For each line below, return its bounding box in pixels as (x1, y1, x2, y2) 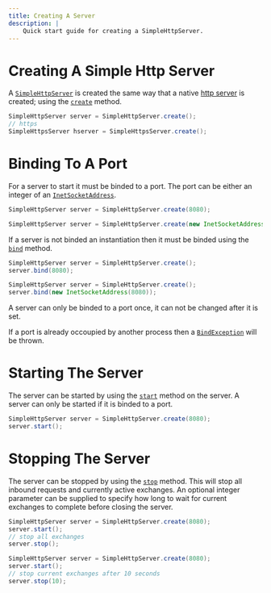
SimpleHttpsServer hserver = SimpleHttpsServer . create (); (8, 127, 207, 136)
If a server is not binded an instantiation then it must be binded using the (8, 235, 249, 244)
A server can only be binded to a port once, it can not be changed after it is (8, 303, 258, 313)
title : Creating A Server (8, 11, 95, 20)
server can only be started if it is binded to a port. (8, 399, 173, 409)
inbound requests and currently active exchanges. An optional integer (8, 485, 240, 495)
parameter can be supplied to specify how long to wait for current (8, 493, 227, 503)
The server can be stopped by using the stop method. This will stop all (8, 476, 243, 486)
